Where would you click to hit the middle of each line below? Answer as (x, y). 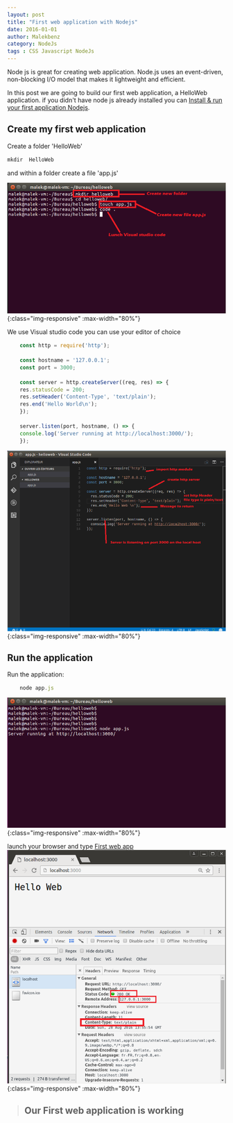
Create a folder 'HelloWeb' (45, 146)
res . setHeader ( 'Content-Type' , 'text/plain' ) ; (88, 397)
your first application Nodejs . (49, 107)
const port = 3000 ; (48, 367)
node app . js (37, 688)
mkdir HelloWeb (31, 160)
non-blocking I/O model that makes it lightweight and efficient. (96, 79)
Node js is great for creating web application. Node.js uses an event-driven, (115, 72)
